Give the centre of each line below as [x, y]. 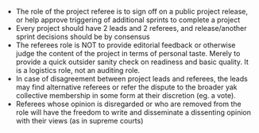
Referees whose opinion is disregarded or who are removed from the [128, 104]
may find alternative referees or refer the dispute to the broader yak [126, 87]
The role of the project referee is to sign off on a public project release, [132, 11]
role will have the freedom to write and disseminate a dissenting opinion [133, 112]
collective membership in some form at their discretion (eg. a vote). [126, 95]
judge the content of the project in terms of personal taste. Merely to [128, 53]
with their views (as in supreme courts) [79, 121]
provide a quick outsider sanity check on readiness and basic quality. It [132, 62]
